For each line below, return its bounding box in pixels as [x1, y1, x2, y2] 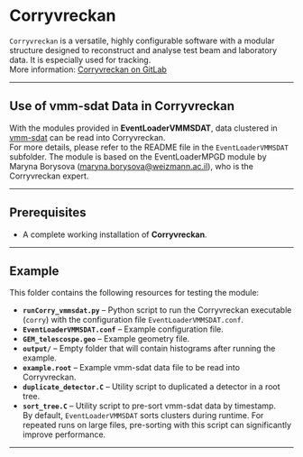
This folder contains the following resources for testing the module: [9, 288, 260, 298]
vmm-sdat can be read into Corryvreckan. [9, 132, 166, 142]
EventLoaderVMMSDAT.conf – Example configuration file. [22, 324, 224, 334]
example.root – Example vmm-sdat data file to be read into [22, 362, 241, 373]
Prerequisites [9, 205, 87, 221]
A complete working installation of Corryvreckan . [22, 229, 207, 240]
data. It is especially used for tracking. [9, 54, 151, 65]
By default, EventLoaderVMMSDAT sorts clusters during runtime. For [22, 410, 264, 421]
